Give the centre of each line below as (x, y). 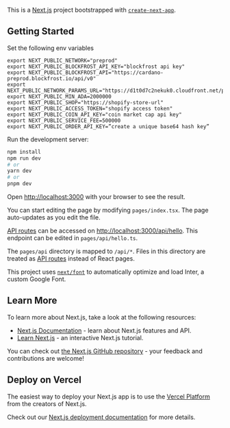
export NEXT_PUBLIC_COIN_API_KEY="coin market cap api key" (95, 115)
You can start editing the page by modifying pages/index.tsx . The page (108, 210)
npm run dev (24, 158)
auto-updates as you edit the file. (54, 217)
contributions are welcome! (46, 358)
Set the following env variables (51, 48)
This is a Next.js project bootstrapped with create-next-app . (92, 10)
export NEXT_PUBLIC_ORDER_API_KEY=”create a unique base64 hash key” (108, 126)
